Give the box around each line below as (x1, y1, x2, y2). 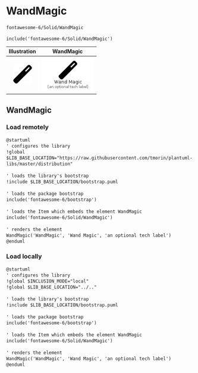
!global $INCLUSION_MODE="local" (6, 278, 89, 284)
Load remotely (6, 123, 49, 131)
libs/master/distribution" (6, 161, 73, 167)
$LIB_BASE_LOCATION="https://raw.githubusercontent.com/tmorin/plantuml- (6, 155, 193, 161)
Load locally (6, 252, 42, 260)
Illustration (8, 48, 37, 55)
